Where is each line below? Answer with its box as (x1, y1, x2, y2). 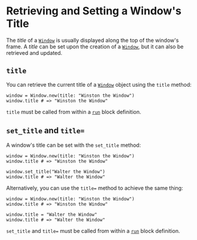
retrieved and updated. (6, 49, 63, 56)
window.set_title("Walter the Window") (6, 168, 106, 174)
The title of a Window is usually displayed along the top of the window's (6, 36, 179, 44)
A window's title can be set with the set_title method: (6, 141, 141, 149)
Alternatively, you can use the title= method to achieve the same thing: (6, 184, 183, 192)
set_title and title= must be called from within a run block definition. (6, 227, 180, 234)
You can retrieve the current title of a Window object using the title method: (6, 81, 192, 88)
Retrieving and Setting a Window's (6, 4, 182, 18)
